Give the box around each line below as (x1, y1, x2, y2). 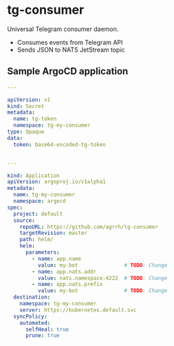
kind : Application (7, 172, 60, 179)
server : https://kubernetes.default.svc (19, 306, 137, 314)
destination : (13, 294, 51, 301)
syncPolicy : (13, 313, 48, 320)
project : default (13, 210, 63, 217)
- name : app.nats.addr (32, 268, 97, 275)
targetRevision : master (19, 230, 88, 236)
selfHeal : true (25, 326, 69, 333)
